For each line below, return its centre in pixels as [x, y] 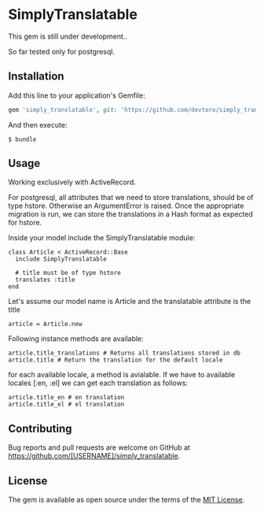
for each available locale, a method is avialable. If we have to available [122, 375]
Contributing [40, 428]
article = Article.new [45, 325]
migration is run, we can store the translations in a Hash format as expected [131, 214]
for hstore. [25, 223]
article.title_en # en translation [66, 398]
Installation [36, 76]
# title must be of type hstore [68, 273]
